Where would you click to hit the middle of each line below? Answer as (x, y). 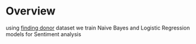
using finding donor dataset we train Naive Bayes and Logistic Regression (98, 28)
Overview (31, 11)
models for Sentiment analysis (43, 34)
